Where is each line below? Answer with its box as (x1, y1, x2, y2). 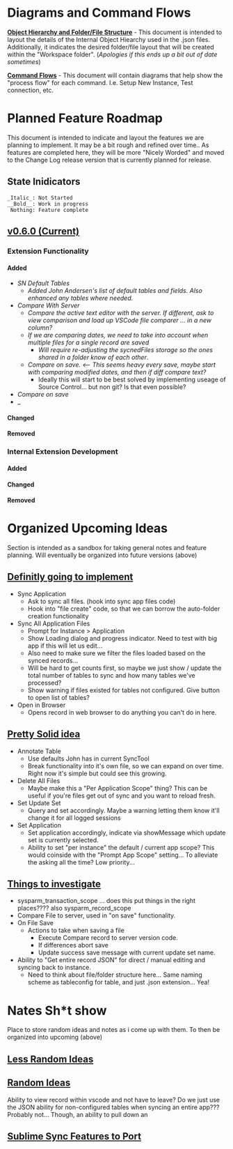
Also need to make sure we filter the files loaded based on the (27, 648, 206, 657)
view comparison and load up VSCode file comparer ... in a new (27, 316, 212, 325)
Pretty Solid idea (7, 729, 81, 740)
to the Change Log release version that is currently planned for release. (7, 155, 212, 164)
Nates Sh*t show (7, 1003, 107, 1019)
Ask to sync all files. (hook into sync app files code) (27, 597, 176, 605)
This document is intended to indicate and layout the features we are (7, 133, 204, 142)
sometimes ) (7, 57, 41, 66)
